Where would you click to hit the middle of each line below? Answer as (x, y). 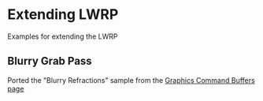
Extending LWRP (63, 15)
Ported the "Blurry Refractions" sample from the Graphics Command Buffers (131, 80)
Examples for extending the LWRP (63, 36)
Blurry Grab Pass (50, 61)
